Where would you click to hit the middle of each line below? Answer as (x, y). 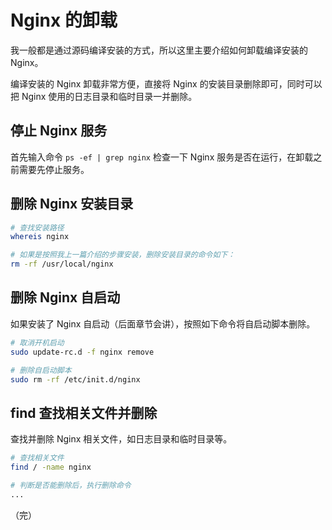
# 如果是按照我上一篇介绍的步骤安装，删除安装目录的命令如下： (123, 255)
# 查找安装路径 (37, 227)
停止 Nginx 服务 (59, 131)
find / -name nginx (51, 467)
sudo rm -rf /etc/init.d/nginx (75, 379)
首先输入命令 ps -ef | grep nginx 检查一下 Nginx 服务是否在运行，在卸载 (162, 157)
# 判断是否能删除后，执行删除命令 (71, 485)
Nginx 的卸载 (64, 20)
